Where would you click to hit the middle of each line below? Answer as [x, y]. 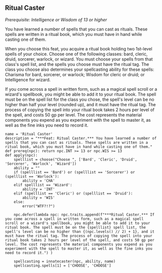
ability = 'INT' [39, 189]
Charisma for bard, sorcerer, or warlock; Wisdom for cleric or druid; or [75, 74]
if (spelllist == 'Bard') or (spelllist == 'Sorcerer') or [74, 172]
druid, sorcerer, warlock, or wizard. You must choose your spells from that [79, 59]
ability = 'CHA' [39, 181]
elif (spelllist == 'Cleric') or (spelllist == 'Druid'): [73, 193]
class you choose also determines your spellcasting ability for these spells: [80, 69]
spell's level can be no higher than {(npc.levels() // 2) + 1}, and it [80, 232]
